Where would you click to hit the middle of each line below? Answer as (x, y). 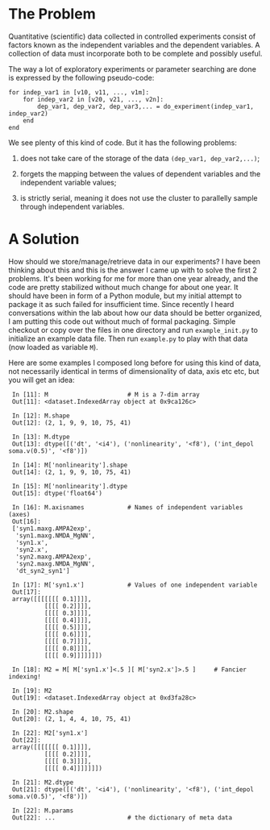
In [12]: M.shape (41, 416)
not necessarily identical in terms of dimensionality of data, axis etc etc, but (134, 371)
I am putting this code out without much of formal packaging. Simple (122, 321)
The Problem (52, 14)
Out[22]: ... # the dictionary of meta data (122, 818)
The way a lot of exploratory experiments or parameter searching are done (132, 68)
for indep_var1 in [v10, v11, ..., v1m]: (79, 92)
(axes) (19, 514)
